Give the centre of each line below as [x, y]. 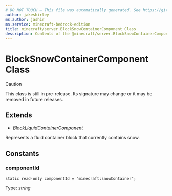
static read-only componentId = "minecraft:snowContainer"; [71, 179]
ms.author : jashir [25, 19]
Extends [19, 115]
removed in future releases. [34, 99]
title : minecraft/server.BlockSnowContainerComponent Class [71, 29]
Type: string [18, 188]
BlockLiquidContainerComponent [48, 128]
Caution [14, 84]
